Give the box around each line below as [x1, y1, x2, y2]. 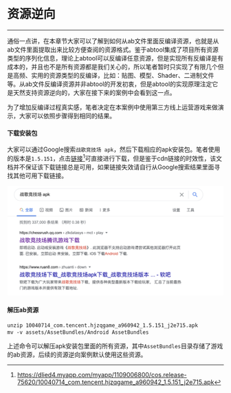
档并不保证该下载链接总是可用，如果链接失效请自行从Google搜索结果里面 [7, 162, 214, 171]
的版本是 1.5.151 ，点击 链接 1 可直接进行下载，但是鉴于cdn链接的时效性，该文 [7, 153, 222, 162]
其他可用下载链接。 [12, 171, 67, 180]
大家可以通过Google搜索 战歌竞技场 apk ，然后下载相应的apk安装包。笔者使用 [7, 145, 221, 153]
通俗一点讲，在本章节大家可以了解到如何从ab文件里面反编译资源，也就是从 [7, 36, 219, 45]
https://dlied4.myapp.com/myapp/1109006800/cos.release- [16, 371, 187, 379]
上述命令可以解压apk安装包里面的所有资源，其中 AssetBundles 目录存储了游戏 [7, 342, 223, 350]
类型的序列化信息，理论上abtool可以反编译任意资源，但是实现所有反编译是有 [7, 54, 224, 62]
